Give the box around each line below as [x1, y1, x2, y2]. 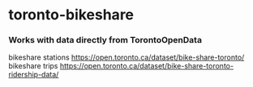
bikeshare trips [8, 61, 58, 71]
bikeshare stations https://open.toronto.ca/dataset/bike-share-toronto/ [8, 52, 245, 62]
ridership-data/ [8, 70, 59, 80]
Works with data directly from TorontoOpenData [8, 35, 203, 46]
